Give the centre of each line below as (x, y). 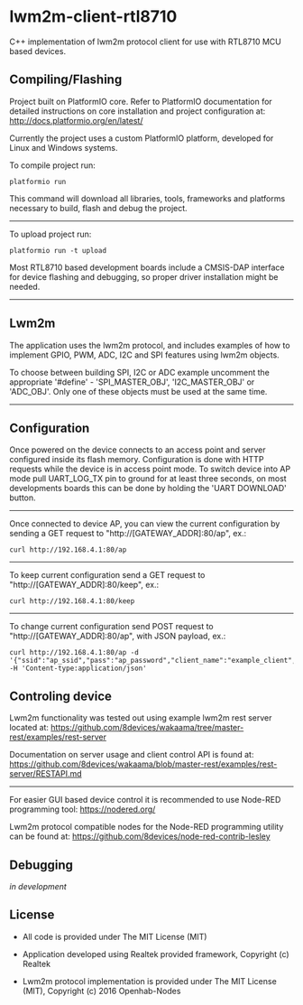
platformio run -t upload (58, 250)
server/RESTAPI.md (46, 774)
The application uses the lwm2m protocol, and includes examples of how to (150, 345)
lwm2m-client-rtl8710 (93, 17)
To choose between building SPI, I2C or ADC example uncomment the (140, 372)
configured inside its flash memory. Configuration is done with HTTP (137, 460)
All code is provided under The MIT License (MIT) (115, 936)
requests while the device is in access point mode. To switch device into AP (150, 469)
